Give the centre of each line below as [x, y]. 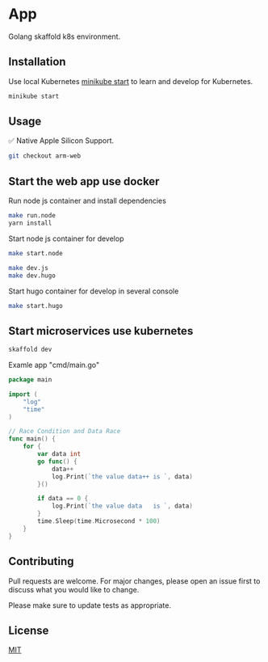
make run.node [32, 216]
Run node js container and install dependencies [88, 201]
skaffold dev [30, 350]
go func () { [58, 462]
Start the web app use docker [84, 181]
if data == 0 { [63, 499]
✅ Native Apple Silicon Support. [61, 141]
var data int [59, 454]
